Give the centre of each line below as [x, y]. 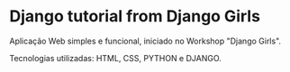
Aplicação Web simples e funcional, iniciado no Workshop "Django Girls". [145, 41]
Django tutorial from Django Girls [135, 16]
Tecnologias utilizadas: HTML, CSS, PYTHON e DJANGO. [116, 58]
